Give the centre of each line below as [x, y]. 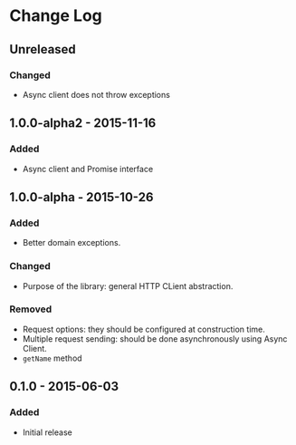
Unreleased [43, 49]
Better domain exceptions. [72, 243]
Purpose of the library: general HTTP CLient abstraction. [128, 285]
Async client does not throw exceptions [96, 94]
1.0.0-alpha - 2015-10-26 [81, 197]
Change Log [56, 16]
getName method [53, 358]
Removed [31, 309]
